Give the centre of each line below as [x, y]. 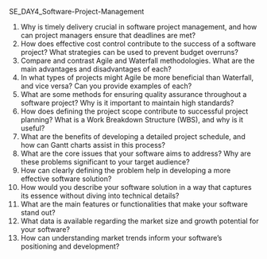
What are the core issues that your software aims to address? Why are [135, 153]
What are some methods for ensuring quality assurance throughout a [133, 94]
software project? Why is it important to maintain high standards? [127, 103]
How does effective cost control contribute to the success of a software [138, 44]
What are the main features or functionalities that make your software [134, 204]
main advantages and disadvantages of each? [96, 69]
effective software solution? [66, 179]
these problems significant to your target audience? [105, 162]
